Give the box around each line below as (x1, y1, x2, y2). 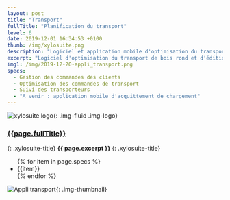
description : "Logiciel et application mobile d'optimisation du (7, 49, 197, 55)
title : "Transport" (7, 16, 63, 23)
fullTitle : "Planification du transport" (7, 23, 127, 29)
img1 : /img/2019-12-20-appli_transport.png (7, 61, 133, 68)
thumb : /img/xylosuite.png (7, 42, 84, 49)
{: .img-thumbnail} (55, 186, 107, 194)
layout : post (7, 10, 44, 17)
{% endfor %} (16, 172, 57, 180)
